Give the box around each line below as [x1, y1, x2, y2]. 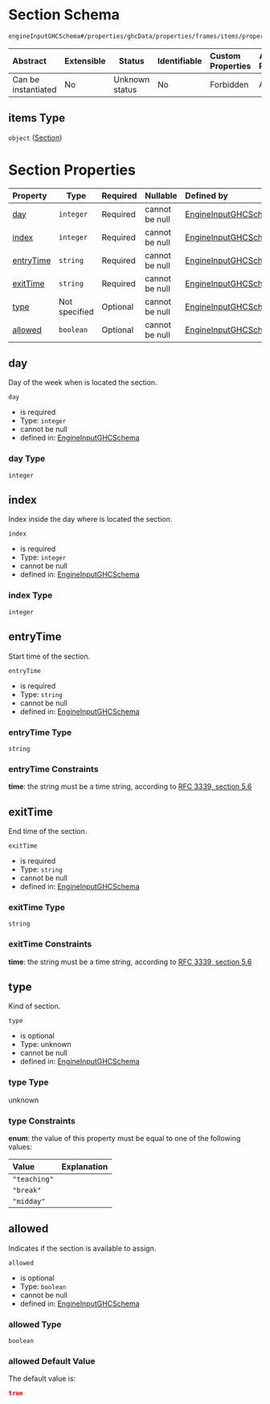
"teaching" [12, 1175, 54, 1184]
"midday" [12, 1197, 46, 1205]
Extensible [63, 55, 106, 66]
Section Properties [8, 161, 137, 179]
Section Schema [8, 6, 121, 24]
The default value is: [8, 1373, 76, 1384]
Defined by [184, 190, 229, 201]
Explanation [61, 1161, 108, 1172]
